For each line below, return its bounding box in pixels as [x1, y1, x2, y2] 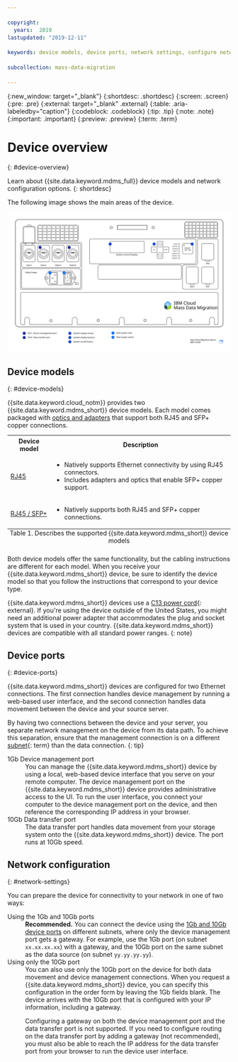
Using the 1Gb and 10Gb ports [7, 913, 95, 921]
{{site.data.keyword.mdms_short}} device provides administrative [25, 785, 217, 793]
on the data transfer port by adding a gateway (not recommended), [25, 1032, 221, 1040]
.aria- [172, 99, 188, 108]
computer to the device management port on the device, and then [25, 800, 217, 809]
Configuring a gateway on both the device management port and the [25, 1017, 225, 1025]
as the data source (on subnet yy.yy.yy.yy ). [25, 950, 154, 958]
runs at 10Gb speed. [25, 838, 84, 847]
